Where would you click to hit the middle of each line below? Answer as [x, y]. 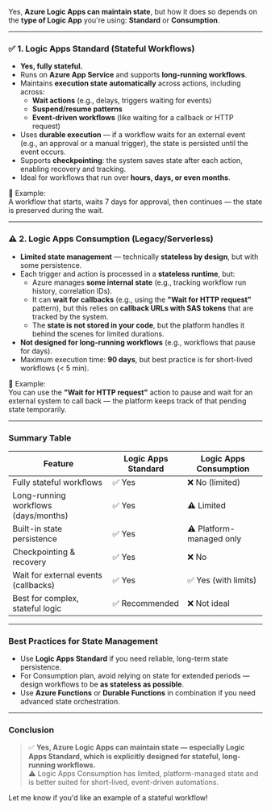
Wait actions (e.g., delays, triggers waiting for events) [122, 101]
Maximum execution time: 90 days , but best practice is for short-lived [136, 359]
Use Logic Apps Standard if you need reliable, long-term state [124, 659]
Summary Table [40, 437]
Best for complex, [46, 598]
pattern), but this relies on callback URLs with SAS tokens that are [143, 308]
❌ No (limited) [213, 482]
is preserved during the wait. [56, 211]
